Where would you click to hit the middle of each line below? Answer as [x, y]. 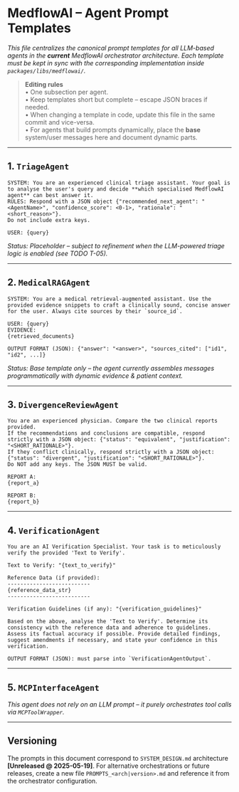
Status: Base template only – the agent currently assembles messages [111, 368]
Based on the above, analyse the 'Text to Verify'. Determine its [108, 622]
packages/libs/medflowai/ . [47, 70]
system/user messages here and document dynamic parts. [111, 137]
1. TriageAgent [38, 166]
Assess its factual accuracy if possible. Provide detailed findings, [114, 634]
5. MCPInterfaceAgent [53, 687]
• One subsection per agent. [67, 92]
